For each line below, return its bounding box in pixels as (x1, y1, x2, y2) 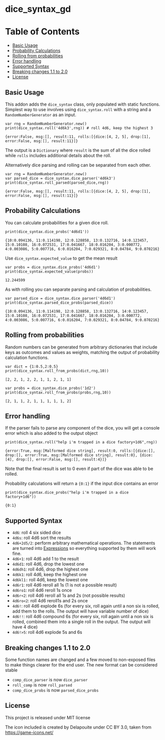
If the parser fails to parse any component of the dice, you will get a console (5, 425, 160, 431)
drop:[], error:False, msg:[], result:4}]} (16, 457, 107, 462)
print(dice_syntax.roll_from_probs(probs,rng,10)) (5, 390, 111, 395)
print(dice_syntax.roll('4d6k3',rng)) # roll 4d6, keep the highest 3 (5, 125, 153, 130)
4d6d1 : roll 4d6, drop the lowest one (12, 561, 85, 567)
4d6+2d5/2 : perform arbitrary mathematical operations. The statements (12, 540, 155, 546)
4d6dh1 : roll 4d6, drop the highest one (12, 566, 89, 572)
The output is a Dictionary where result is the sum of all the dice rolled (5, 147, 151, 153)
